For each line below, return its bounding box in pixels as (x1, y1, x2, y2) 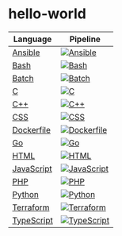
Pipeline (69, 33, 101, 44)
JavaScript (12, 163, 53, 174)
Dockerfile (12, 124, 51, 135)
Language (13, 33, 52, 44)
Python (12, 188, 40, 199)
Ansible (12, 47, 40, 58)
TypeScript (12, 215, 53, 226)
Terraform (12, 202, 50, 213)
